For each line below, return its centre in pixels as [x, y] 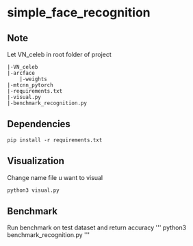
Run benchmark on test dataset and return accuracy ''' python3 [97, 227]
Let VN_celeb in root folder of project [59, 54]
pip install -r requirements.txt [55, 140]
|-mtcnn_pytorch [30, 85]
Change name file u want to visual [55, 177]
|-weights [34, 79]
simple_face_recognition [79, 13]
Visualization [36, 161]
